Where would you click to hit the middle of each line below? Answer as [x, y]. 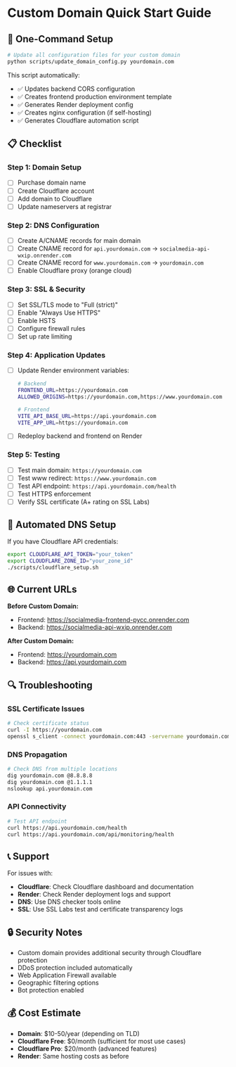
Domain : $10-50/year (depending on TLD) [79, 1033]
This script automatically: [44, 75]
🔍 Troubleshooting [50, 685]
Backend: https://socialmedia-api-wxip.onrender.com [95, 627]
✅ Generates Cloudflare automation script [78, 120]
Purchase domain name [52, 183]
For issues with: [30, 873]
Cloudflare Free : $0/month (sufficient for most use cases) [101, 1041]
